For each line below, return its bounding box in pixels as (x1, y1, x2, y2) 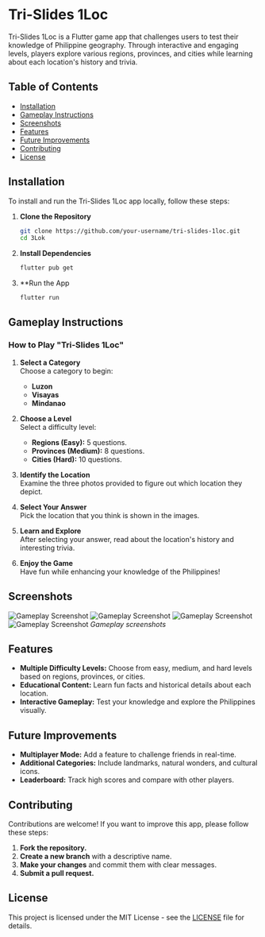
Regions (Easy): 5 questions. (31, 437, 127, 447)
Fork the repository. (19, 843, 87, 852)
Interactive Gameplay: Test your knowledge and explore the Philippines (19, 697, 255, 707)
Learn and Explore (19, 526, 82, 536)
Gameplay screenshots (90, 619, 167, 629)
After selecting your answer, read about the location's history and (19, 534, 234, 544)
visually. (19, 706, 47, 715)
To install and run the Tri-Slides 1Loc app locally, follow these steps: (8, 196, 230, 206)
